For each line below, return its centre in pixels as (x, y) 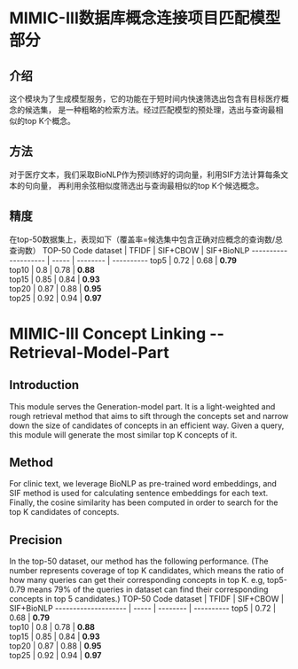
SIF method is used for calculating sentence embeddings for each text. (139, 494)
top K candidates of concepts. (64, 512)
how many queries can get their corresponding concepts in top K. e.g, (137, 580)
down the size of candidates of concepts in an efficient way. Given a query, (147, 425)
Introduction (44, 385)
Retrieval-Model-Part (90, 352)
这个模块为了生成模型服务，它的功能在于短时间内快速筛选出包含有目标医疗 (145, 99)
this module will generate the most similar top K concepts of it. (123, 434)
